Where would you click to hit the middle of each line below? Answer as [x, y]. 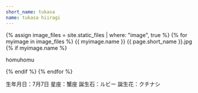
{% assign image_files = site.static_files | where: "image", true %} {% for [97, 35]
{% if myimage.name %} [37, 48]
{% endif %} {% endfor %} [39, 71]
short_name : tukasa [30, 12]
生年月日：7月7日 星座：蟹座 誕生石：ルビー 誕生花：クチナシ [83, 84]
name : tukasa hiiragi [33, 18]
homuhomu [20, 60]
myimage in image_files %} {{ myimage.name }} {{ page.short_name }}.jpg [99, 41]
